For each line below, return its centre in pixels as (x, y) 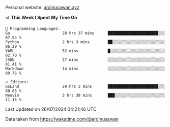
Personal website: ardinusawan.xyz (42, 7)
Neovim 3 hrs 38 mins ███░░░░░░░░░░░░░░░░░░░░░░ (85, 96)
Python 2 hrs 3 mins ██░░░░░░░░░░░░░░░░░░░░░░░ (85, 42)
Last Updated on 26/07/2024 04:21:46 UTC (51, 109)
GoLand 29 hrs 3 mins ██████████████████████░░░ (85, 86)
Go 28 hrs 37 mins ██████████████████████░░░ (85, 33)
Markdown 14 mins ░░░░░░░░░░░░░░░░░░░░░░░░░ (85, 69)
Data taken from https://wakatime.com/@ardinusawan (62, 119)
